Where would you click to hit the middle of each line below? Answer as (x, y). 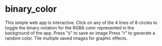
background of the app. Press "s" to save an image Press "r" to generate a (80, 33)
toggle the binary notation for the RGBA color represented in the (70, 27)
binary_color (31, 9)
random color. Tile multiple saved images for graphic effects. (66, 38)
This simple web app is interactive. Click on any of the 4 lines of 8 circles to (81, 23)
